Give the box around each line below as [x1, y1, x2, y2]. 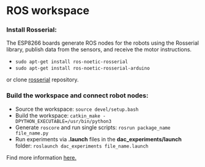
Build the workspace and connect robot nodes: [6, 91, 149, 100]
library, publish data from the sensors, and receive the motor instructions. [6, 46, 192, 53]
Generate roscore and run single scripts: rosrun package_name [15, 124, 171, 131]
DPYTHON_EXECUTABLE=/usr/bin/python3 [15, 118, 112, 124]
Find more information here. [6, 154, 76, 161]
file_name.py [15, 130, 49, 136]
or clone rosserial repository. [6, 76, 79, 83]
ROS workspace [6, 4, 90, 18]
